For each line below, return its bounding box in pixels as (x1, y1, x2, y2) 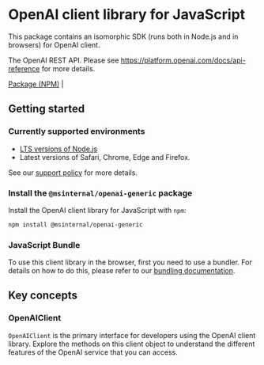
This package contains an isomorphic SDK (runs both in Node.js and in (8, 32, 239, 41)
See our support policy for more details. (8, 168, 138, 177)
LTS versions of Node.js (19, 144, 98, 154)
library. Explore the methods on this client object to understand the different (8, 339, 255, 348)
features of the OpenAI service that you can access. (8, 347, 178, 357)
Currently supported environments (8, 126, 145, 137)
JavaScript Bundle (8, 239, 81, 250)
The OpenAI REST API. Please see (8, 55, 119, 65)
